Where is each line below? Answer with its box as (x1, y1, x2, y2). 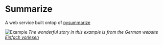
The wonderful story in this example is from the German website (28, 29, 158, 35)
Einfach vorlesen (5, 34, 39, 40)
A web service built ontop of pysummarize (5, 20, 91, 25)
